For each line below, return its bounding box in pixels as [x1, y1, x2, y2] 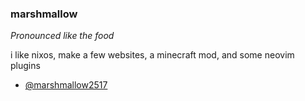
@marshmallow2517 [24, 79, 108, 91]
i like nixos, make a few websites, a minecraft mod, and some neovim [10, 49, 295, 61]
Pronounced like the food [10, 30, 115, 42]
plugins [10, 60, 41, 72]
